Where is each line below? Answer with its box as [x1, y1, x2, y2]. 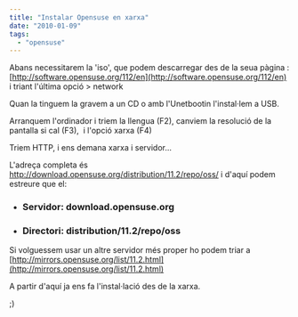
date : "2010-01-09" [9, 21, 82, 30]
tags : [9, 29, 29, 38]
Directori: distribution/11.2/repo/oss [21, 224, 181, 237]
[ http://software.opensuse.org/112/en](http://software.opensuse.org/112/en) [9, 72, 287, 83]
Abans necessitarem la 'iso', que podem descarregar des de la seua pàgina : [9, 62, 290, 73]
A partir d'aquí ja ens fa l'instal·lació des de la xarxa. [9, 281, 201, 292]
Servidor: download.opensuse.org [21, 201, 175, 214]
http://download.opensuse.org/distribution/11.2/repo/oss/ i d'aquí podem [9, 169, 276, 180]
